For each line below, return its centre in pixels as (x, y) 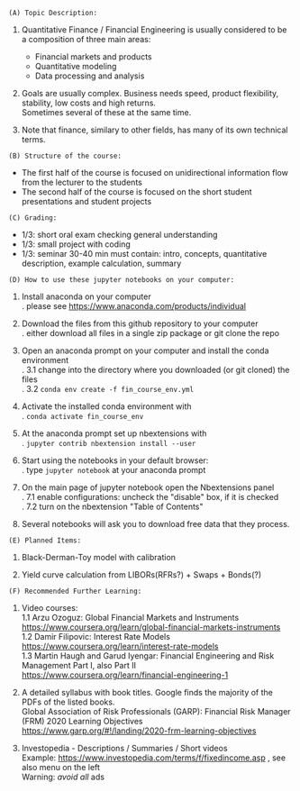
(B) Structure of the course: (65, 156)
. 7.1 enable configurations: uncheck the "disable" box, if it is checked (150, 497)
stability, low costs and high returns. (89, 103)
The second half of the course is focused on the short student (137, 192)
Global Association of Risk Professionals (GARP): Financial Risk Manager (156, 711)
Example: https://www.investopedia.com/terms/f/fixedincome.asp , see (153, 758)
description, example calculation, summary (101, 263)
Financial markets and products (93, 57)
